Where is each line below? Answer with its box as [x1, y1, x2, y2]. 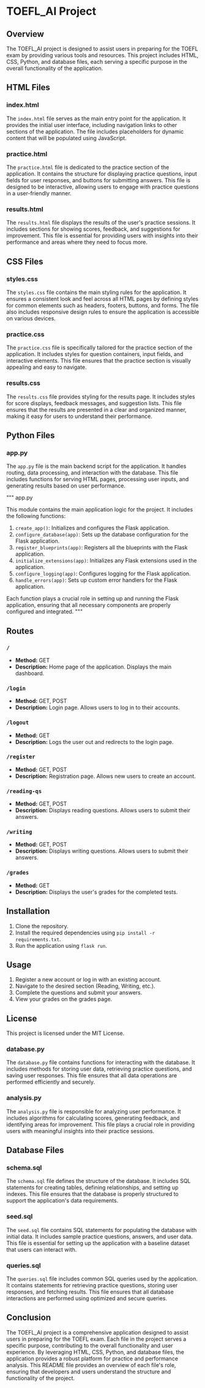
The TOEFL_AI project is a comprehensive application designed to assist [6, 1328, 188, 1336]
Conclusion [6, 1312, 51, 1323]
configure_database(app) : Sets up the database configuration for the [15, 531, 188, 538]
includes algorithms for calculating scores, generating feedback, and [6, 1114, 180, 1122]
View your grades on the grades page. [15, 996, 113, 1003]
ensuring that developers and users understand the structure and [6, 1368, 171, 1375]
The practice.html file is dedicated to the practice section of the [6, 163, 170, 171]
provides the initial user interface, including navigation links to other [6, 121, 177, 128]
